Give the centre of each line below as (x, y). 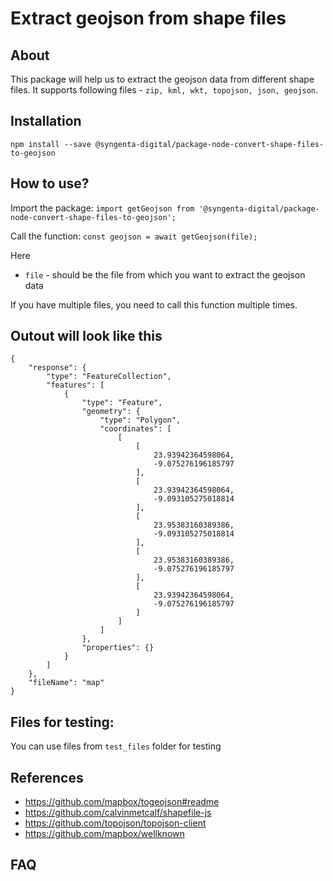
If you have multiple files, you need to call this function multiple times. (154, 304)
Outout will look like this (86, 336)
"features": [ (75, 385)
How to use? (50, 183)
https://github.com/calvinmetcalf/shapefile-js (118, 813)
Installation (46, 121)
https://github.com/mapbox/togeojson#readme (122, 802)
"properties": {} (118, 648)
